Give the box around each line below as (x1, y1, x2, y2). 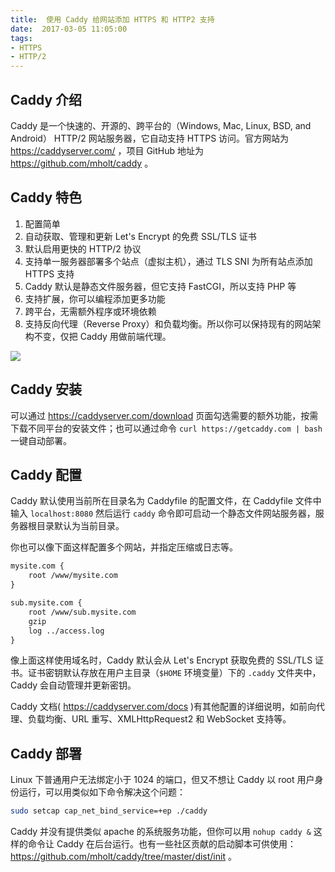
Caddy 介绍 (10, 91, 83, 108)
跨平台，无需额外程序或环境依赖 (24, 305, 157, 317)
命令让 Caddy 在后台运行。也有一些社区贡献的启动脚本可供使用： (27, 838, 297, 850)
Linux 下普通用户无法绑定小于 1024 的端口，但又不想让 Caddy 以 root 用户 (10, 774, 315, 786)
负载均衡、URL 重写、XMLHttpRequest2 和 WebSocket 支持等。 (27, 713, 292, 725)
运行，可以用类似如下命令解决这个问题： (18, 786, 186, 798)
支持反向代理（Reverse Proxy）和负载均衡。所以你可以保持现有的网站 (24, 317, 313, 330)
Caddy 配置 (10, 466, 83, 483)
